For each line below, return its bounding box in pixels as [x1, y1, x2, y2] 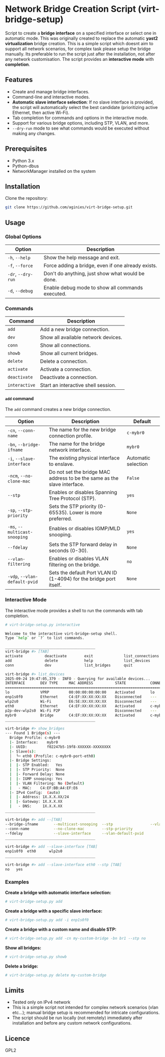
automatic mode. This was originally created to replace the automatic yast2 [5, 35, 158, 41]
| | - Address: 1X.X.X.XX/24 [9, 794, 69, 800]
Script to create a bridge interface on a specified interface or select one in [5, 30, 157, 36]
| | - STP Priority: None [9, 767, 65, 772]
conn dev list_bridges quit [5, 663, 133, 668]
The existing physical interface [49, 455, 120, 461]
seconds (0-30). [49, 547, 88, 554]
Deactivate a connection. [40, 374, 98, 381]
